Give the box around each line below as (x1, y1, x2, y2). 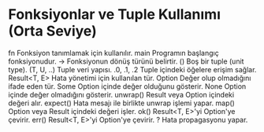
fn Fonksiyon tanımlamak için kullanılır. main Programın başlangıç (8, 48, 219, 57)
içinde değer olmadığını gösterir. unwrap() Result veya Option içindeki (8, 90, 235, 99)
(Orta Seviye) (8, 22, 97, 40)
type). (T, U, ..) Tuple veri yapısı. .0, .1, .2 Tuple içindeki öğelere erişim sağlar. (8, 64, 257, 74)
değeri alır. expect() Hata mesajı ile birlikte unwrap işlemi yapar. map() (8, 98, 235, 108)
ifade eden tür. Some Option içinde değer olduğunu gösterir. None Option (8, 81, 247, 91)
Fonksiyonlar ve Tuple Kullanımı (8, 5, 221, 24)
